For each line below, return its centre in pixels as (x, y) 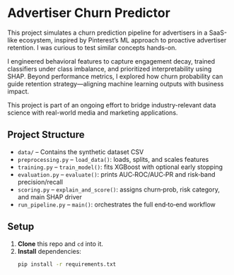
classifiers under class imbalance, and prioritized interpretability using (110, 69)
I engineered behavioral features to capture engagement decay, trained (111, 61)
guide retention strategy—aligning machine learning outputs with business (116, 83)
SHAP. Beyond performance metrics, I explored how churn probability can (115, 76)
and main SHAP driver (50, 197)
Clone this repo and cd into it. (60, 244)
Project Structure (46, 135)
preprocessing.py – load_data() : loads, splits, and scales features (113, 159)
